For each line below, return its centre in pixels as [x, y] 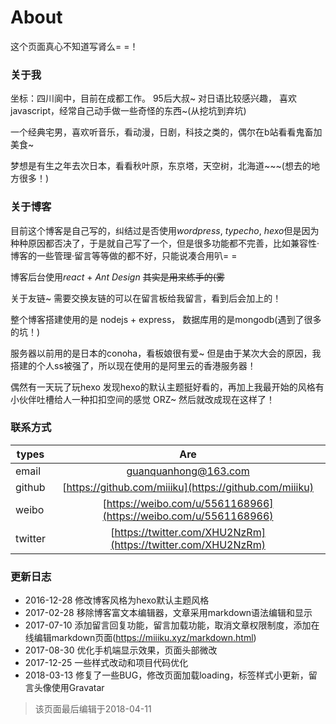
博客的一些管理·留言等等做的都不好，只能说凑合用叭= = [124, 255]
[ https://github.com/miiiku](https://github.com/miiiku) [188, 487]
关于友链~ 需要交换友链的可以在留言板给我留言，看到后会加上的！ [146, 298]
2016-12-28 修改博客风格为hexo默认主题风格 [117, 600]
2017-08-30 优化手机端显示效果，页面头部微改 [121, 650]
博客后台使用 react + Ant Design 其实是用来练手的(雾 [117, 277]
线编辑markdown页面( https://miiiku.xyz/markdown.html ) [140, 638]
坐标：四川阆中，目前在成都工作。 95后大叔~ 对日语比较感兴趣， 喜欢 [154, 98]
